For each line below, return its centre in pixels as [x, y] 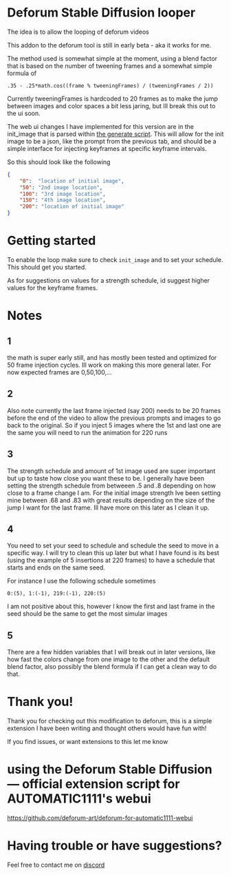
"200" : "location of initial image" [72, 207]
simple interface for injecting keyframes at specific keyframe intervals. [107, 148]
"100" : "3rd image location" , [63, 194]
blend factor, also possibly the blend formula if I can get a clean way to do [112, 667]
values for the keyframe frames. [53, 288]
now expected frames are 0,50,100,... [59, 372]
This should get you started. [47, 267]
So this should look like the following [59, 162]
